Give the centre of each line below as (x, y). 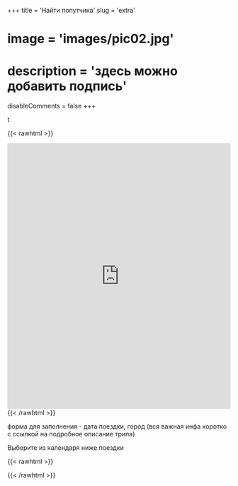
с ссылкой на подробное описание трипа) (71, 434)
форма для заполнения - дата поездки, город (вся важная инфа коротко (117, 426)
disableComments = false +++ (52, 106)
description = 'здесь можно (93, 71)
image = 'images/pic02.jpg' (91, 39)
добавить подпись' (67, 86)
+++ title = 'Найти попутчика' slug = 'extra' (72, 10)
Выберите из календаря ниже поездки (66, 448)
